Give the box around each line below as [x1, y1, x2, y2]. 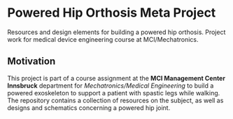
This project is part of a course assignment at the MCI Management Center [7, 74, 226, 82]
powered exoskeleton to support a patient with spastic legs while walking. [7, 88, 220, 97]
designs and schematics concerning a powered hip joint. [7, 103, 171, 112]
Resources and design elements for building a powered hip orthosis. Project [7, 28, 226, 36]
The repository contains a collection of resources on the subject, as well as [7, 96, 224, 104]
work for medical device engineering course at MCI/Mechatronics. [7, 35, 199, 43]
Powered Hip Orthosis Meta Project [7, 5, 216, 21]
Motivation [7, 56, 56, 68]
